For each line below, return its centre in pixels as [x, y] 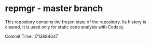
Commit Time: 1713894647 [32, 36]
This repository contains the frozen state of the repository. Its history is [75, 22]
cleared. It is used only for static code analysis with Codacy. [65, 27]
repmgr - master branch [54, 8]
